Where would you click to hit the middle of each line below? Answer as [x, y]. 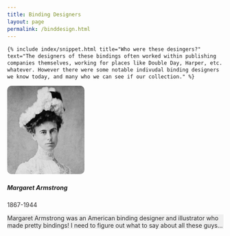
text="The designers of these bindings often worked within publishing [112, 56]
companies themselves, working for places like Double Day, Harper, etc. [115, 63]
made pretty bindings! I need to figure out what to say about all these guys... [115, 226]
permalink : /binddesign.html [49, 29]
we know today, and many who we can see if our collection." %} [101, 77]
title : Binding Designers [44, 14]
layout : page [26, 22]
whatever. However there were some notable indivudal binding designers [113, 70]
